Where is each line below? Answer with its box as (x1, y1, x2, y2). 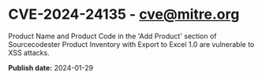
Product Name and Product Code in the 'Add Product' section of (8, 31, 217, 41)
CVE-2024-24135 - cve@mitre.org (8, 5, 240, 23)
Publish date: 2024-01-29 (8, 63, 93, 72)
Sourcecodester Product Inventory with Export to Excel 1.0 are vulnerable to (8, 39, 255, 48)
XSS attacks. (8, 48, 50, 57)
